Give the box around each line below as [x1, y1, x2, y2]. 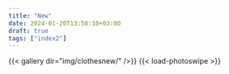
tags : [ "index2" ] [8, 34, 67, 43]
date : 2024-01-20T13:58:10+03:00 [8, 19, 121, 27]
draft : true [8, 27, 49, 35]
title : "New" [8, 11, 53, 20]
